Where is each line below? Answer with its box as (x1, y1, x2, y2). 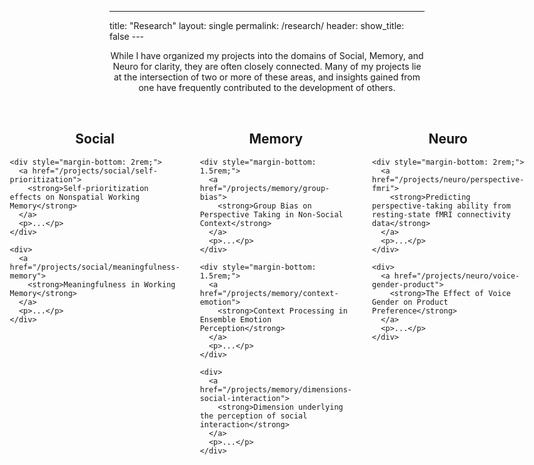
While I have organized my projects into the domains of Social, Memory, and (110, 50, 424, 61)
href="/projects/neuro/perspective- (372, 174, 525, 185)
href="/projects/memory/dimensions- (199, 384, 353, 395)
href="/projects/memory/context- (199, 288, 339, 298)
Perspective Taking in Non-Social (199, 209, 344, 220)
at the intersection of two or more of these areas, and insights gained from (113, 71, 421, 83)
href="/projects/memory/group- (199, 183, 331, 193)
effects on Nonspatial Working (9, 192, 141, 202)
